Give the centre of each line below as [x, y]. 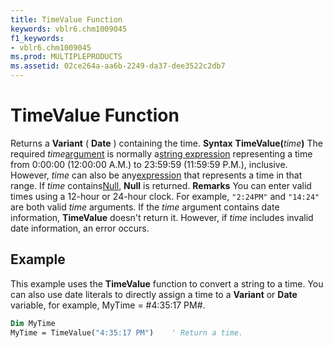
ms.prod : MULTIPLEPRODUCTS [66, 57]
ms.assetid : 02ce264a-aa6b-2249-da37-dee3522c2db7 [118, 66]
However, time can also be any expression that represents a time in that [156, 175]
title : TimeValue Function [66, 19]
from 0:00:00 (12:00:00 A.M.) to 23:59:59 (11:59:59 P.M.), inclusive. [149, 164]
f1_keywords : [37, 38]
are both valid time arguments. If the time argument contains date [145, 207]
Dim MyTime [33, 323]
